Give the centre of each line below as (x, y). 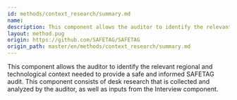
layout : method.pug (36, 33)
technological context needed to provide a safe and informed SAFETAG (111, 74)
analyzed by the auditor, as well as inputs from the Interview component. (113, 89)
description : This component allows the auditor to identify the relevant (120, 27)
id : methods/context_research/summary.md (69, 14)
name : (15, 20)
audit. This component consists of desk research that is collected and (109, 81)
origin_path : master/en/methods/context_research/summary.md (99, 46)
